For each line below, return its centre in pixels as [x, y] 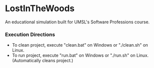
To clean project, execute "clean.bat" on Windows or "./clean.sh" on [80, 45]
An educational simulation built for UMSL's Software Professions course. [77, 22]
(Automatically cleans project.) [43, 61]
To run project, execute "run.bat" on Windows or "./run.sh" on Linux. [80, 55]
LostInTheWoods [40, 8]
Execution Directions [30, 34]
